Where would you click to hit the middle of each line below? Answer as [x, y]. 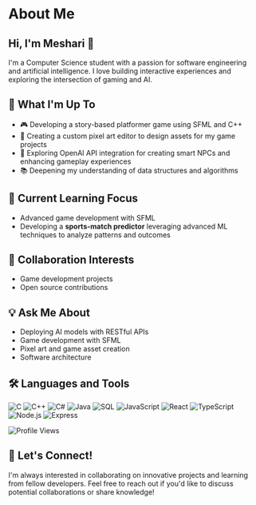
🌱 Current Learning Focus [73, 199]
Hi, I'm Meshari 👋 [51, 44]
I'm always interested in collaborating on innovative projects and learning [128, 475]
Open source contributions [64, 288]
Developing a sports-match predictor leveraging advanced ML [124, 226]
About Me [41, 14]
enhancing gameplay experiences [75, 161]
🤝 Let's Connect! [51, 456]
